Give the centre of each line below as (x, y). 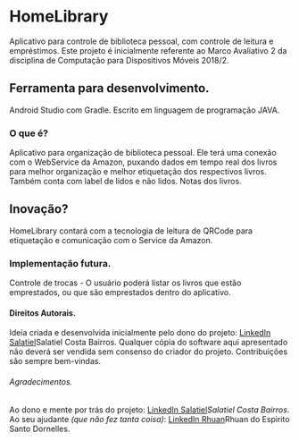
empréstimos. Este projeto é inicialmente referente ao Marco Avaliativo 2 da (148, 50)
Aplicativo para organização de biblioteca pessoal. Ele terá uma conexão (143, 153)
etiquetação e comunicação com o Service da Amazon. (111, 240)
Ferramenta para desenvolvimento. (109, 88)
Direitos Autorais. (42, 313)
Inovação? (39, 209)
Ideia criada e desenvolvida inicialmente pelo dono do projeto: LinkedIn (140, 333)
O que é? (29, 133)
